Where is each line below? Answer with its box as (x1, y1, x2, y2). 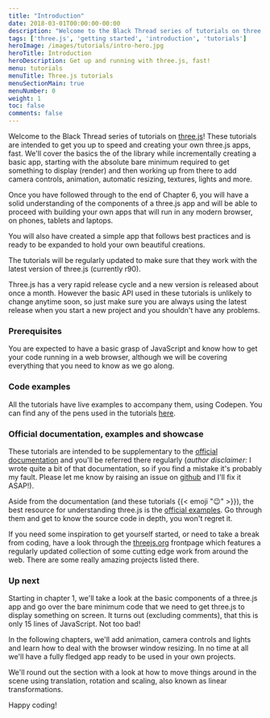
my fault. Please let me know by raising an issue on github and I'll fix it (8, 472, 242, 482)
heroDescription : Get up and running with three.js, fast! (8, 57, 211, 65)
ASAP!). (8, 481, 35, 490)
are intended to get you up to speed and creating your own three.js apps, (8, 140, 251, 149)
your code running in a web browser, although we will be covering (8, 353, 228, 362)
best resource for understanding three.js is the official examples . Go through (8, 505, 263, 515)
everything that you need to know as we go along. (8, 361, 175, 371)
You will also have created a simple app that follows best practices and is (8, 232, 251, 240)
